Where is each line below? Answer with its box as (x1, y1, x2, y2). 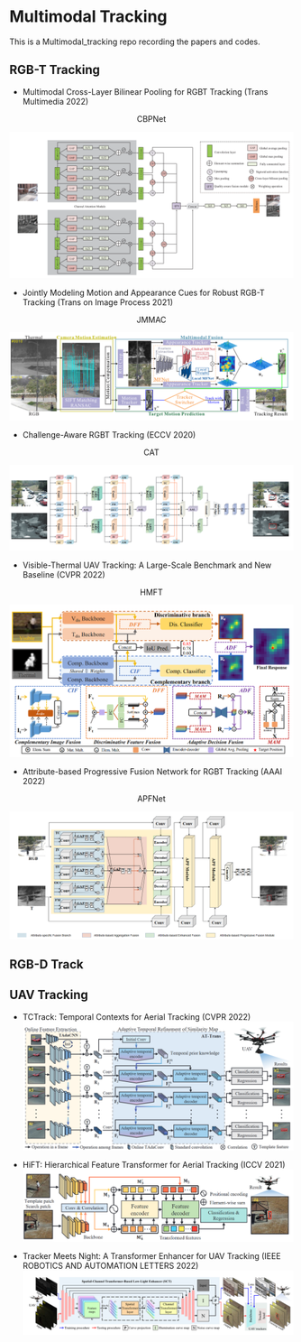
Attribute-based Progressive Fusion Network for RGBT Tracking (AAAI (22, 765, 283, 777)
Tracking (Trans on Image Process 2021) (22, 296, 174, 308)
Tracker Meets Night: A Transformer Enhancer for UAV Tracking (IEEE (22, 1250, 281, 1261)
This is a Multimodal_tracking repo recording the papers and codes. (9, 36, 261, 47)
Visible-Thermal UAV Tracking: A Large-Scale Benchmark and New (22, 560, 272, 570)
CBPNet (136, 113, 167, 124)
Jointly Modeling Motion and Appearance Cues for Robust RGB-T (22, 287, 266, 298)
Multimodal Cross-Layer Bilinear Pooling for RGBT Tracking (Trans (22, 86, 269, 97)
